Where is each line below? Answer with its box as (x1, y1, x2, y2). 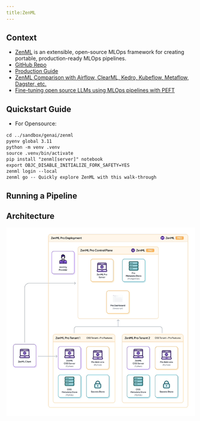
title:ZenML (6, 10, 36, 16)
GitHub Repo (14, 61, 47, 68)
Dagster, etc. (14, 80, 47, 88)
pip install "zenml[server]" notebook (6, 157, 103, 163)
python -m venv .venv (6, 145, 60, 151)
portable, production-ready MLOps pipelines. (14, 55, 127, 62)
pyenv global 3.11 (6, 139, 52, 145)
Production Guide (14, 68, 59, 75)
